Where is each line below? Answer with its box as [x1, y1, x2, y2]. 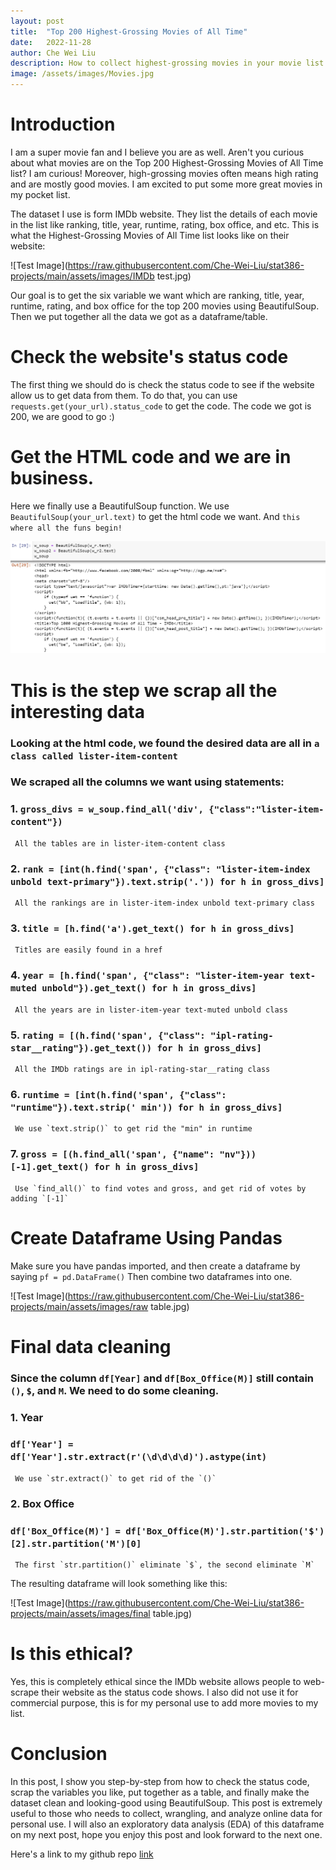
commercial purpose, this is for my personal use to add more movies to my [10, 1696, 319, 1709]
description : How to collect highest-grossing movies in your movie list [10, 58, 325, 69]
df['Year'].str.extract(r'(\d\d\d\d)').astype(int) [10, 1451, 268, 1463]
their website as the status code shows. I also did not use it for [41, 1686, 299, 1698]
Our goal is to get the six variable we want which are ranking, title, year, [10, 289, 305, 301]
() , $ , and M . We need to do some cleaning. [10, 1383, 220, 1397]
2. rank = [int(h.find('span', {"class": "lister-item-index [10, 861, 311, 875]
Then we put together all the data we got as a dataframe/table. [10, 310, 268, 322]
